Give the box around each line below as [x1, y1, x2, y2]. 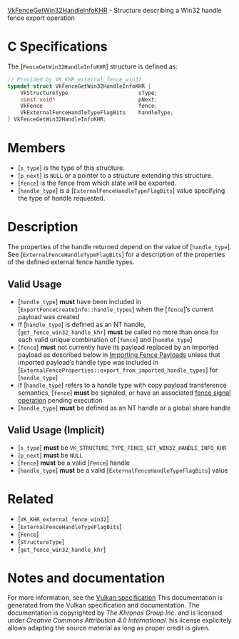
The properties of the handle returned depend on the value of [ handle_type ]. [7, 242, 232, 251]
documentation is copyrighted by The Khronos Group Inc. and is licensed [7, 608, 223, 617]
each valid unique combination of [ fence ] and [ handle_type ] [17, 335, 193, 343]
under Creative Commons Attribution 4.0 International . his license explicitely [7, 616, 232, 625]
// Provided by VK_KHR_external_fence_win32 [7, 76, 142, 83]
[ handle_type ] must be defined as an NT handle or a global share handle [17, 403, 231, 412]
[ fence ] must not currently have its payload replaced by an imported [17, 343, 219, 351]
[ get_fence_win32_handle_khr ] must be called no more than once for [17, 328, 219, 336]
